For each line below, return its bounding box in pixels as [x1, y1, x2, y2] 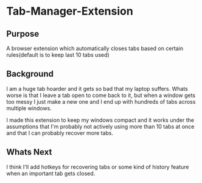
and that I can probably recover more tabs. [6, 129, 114, 137]
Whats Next [6, 147, 52, 157]
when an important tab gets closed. [6, 170, 96, 177]
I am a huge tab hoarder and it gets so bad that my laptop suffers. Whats [6, 85, 189, 92]
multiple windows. [6, 104, 52, 112]
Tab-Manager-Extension [6, 4, 134, 18]
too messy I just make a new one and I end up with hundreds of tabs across [6, 98, 196, 105]
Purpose [6, 29, 40, 39]
